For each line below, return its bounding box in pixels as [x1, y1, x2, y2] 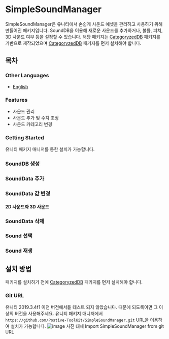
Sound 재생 [5, 248, 33, 255]
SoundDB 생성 [5, 160, 40, 167]
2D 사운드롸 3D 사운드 [5, 203, 50, 209]
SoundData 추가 [5, 175, 45, 182]
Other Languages [5, 72, 49, 79]
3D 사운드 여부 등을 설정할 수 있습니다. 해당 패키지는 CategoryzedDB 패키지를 [5, 34, 161, 40]
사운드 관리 [12, 108, 35, 114]
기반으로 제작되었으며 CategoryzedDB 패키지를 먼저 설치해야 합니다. [5, 40, 142, 46]
